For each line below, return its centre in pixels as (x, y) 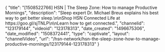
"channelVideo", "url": (28, 39)
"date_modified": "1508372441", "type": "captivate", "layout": (67, 34)
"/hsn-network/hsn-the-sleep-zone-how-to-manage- (106, 39)
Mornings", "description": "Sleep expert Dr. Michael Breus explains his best (82, 13)
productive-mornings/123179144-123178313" (51, 44)
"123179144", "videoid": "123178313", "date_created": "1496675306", (75, 28)
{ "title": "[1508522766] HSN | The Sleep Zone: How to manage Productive (81, 8)
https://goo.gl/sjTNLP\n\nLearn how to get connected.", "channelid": (75, 23)
